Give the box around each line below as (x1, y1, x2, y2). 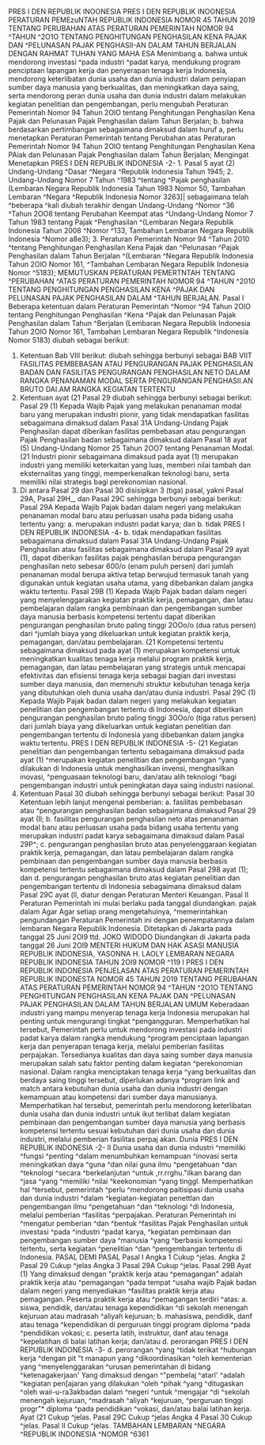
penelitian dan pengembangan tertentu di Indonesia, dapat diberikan (19, 705, 244, 714)
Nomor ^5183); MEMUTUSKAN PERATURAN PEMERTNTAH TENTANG (8, 268, 236, 277)
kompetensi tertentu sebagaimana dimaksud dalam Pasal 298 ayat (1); (19, 864, 249, 874)
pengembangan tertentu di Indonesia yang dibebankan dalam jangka (19, 730, 244, 739)
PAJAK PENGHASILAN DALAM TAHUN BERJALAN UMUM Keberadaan (19, 999, 250, 1009)
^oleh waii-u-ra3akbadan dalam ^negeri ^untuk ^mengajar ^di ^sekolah (19, 1387, 250, 1397)
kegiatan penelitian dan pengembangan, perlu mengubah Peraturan (8, 99, 229, 109)
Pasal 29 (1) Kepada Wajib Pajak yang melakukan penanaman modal (19, 401, 242, 411)
